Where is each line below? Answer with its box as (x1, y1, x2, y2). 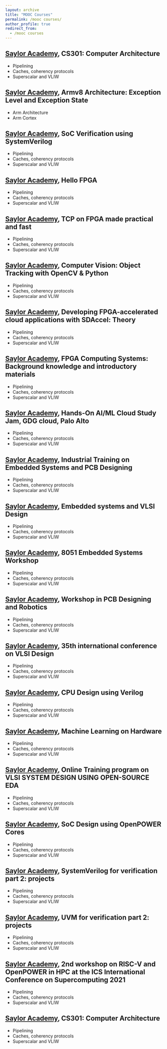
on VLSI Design (5, 649, 54, 658)
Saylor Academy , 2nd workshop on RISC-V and (5, 960, 156, 968)
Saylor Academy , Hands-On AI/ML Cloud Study (5, 409, 157, 417)
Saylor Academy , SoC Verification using (5, 130, 133, 138)
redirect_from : (5, 26, 37, 31)
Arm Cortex (12, 114, 37, 121)
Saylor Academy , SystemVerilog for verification (5, 867, 158, 875)
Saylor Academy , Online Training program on (5, 766, 149, 774)
